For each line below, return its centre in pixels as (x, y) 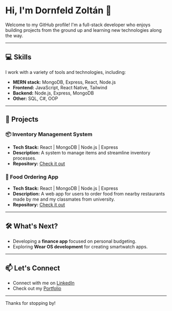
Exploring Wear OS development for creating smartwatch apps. (80, 246)
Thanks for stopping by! (30, 303)
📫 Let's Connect (33, 268)
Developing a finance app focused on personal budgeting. (74, 241)
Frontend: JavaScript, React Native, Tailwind (60, 87)
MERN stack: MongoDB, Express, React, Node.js (64, 82)
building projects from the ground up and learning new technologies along (84, 30)
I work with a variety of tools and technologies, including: (66, 72)
